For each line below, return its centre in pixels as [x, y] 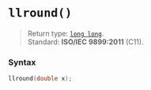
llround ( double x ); [40, 79]
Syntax [22, 62]
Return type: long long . [66, 33]
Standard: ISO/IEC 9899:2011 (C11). [85, 42]
